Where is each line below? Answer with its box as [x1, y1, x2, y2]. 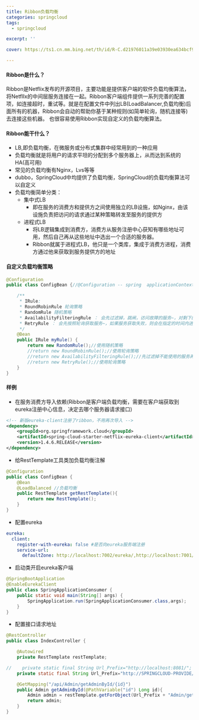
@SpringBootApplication [6, 576, 65, 582]
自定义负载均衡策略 [6, 263, 53, 270]
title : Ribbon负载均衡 [6, 8, 59, 15]
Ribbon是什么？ [6, 71, 45, 78]
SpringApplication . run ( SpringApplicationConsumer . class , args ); [27, 598, 187, 604]
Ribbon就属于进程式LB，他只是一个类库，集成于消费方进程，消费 [32, 241, 191, 248]
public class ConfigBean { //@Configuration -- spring [6, 282, 142, 288]
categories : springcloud [6, 14, 68, 20]
